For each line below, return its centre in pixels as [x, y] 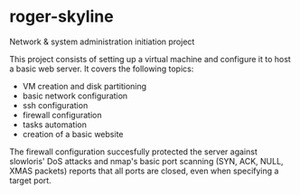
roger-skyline [62, 17]
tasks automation [55, 125]
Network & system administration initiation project [102, 42]
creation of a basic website [73, 134]
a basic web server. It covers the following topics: [102, 69]
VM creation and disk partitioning [84, 86]
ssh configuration [55, 105]
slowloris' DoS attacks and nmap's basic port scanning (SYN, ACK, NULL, [146, 161]
